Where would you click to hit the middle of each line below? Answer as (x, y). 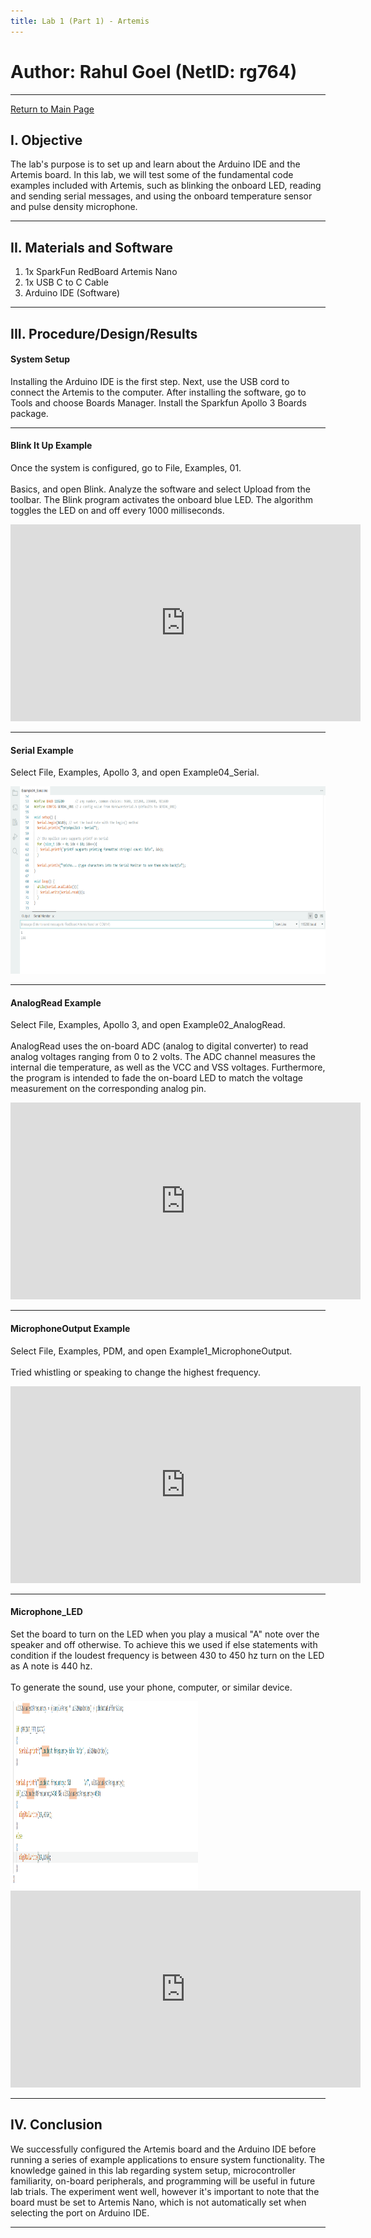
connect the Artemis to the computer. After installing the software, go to (158, 392)
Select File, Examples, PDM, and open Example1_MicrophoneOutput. (151, 1351)
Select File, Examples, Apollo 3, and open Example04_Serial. (135, 772)
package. (29, 413)
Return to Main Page (52, 109)
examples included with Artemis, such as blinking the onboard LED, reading (166, 186)
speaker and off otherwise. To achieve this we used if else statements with (164, 1644)
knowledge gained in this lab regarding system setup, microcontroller (153, 2170)
